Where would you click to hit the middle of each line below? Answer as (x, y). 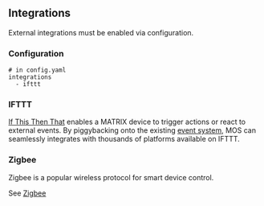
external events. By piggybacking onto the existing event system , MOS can (132, 130)
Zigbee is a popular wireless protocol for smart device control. (111, 177)
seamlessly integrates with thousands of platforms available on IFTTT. (124, 139)
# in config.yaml (37, 70)
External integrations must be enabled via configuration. (101, 32)
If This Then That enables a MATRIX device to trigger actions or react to (127, 122)
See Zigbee (27, 193)
